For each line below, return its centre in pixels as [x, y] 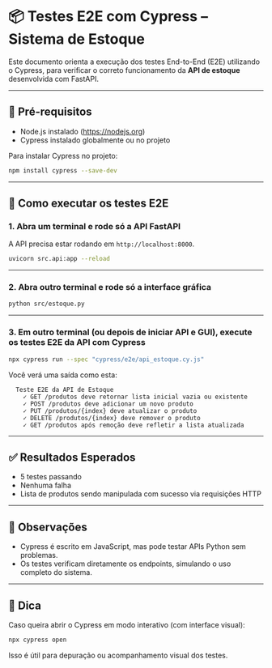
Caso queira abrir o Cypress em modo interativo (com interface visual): [127, 624]
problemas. [39, 555]
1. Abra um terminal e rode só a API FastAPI [94, 226]
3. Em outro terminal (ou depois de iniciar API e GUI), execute [130, 332]
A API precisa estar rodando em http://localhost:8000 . [102, 244]
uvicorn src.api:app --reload [59, 259]
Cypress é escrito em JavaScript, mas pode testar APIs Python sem [133, 547]
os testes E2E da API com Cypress [77, 343]
